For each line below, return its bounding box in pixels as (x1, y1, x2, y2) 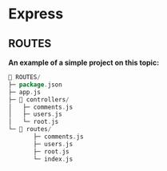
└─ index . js (33, 155, 74, 163)
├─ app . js (8, 88, 42, 96)
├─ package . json (8, 81, 62, 89)
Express (8, 5, 64, 23)
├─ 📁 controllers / (8, 95, 70, 104)
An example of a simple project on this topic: (8, 58, 160, 67)
